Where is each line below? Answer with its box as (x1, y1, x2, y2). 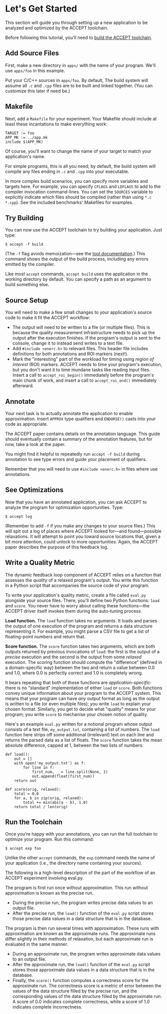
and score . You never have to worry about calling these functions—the (5, 602, 150, 608)
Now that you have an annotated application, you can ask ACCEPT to (5, 499, 147, 505)
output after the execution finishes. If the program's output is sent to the (12, 335, 161, 341)
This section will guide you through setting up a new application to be (5, 19, 148, 25)
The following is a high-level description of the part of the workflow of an (5, 870, 156, 876)
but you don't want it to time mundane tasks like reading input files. (12, 367, 151, 373)
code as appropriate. (5, 421, 48, 427)
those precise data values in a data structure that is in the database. (12, 916, 152, 922)
